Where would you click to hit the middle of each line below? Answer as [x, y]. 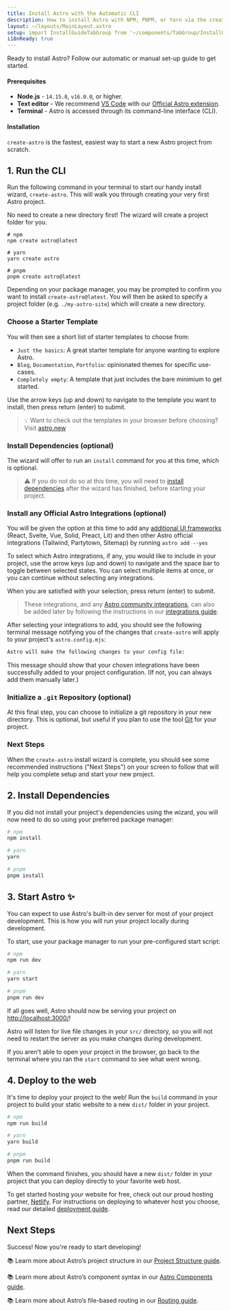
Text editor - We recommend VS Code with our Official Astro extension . [118, 104]
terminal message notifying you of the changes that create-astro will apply [113, 632]
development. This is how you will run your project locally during [98, 921]
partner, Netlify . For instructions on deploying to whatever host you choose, [114, 1201]
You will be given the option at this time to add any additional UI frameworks [114, 529]
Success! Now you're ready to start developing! [74, 1247]
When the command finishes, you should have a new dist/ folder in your [110, 1173]
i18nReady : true [30, 39]
